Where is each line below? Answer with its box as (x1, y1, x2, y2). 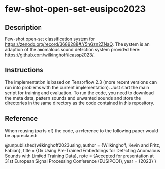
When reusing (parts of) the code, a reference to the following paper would (5, 127, 158, 134)
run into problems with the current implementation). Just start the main (5, 84, 149, 90)
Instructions (5, 66, 43, 74)
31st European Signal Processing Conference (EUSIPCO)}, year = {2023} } (5, 158, 157, 164)
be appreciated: (5, 133, 38, 138)
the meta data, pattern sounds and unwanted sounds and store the (5, 95, 141, 101)
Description (5, 23, 42, 32)
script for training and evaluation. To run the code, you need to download (5, 90, 154, 96)
